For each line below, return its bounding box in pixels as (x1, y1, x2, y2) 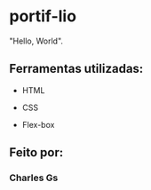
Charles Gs (9, 171, 59, 184)
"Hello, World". (9, 36, 64, 46)
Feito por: (9, 145, 64, 161)
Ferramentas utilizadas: (9, 61, 144, 76)
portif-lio (9, 6, 77, 27)
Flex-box (21, 119, 55, 130)
